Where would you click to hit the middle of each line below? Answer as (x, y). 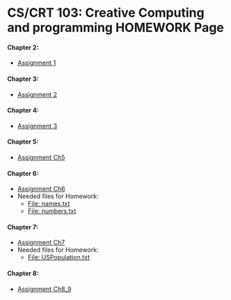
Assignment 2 (37, 94)
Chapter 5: (23, 142)
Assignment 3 (37, 126)
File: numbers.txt (52, 211)
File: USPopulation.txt (59, 257)
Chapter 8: (23, 273)
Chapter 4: (23, 110)
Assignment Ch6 (41, 189)
